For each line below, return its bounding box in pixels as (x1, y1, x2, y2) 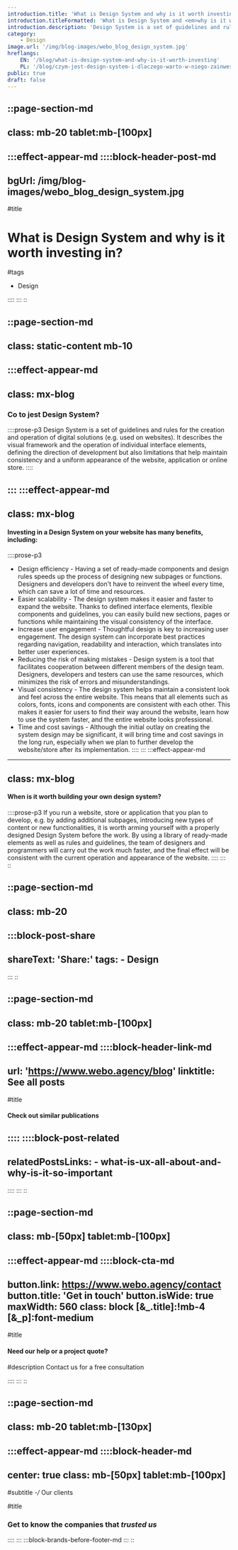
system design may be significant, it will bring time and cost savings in (17, 731, 224, 739)
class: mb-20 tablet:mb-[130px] (7, 1421, 152, 1433)
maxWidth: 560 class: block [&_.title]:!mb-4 (7, 1301, 205, 1313)
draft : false (7, 76, 46, 84)
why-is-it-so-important (7, 1167, 113, 1179)
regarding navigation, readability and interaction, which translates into (17, 640, 222, 648)
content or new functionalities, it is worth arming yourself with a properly (7, 823, 220, 831)
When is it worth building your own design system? (7, 792, 161, 801)
